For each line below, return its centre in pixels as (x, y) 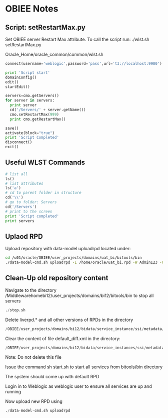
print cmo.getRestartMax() (38, 119)
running (13, 392)
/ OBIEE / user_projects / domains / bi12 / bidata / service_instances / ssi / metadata (85, 348)
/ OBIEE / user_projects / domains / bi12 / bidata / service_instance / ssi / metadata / (85, 329)
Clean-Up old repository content (57, 278)
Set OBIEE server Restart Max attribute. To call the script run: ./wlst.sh (77, 39)
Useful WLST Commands (45, 163)
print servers (20, 221)
